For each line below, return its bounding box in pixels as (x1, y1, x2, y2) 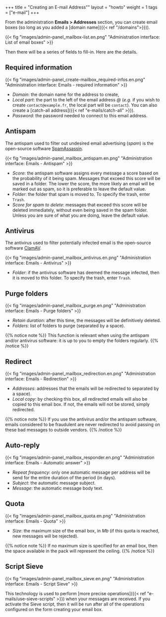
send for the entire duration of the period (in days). (12, 474, 116, 480)
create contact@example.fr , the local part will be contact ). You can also (12, 102, 158, 108)
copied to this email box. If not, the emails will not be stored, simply (12, 401, 150, 407)
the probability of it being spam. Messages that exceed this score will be (12, 175, 161, 181)
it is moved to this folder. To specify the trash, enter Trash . (12, 275, 131, 281)
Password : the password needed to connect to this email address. (12, 112, 148, 118)
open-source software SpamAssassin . (5, 145, 83, 151)
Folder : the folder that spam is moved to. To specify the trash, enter (12, 191, 150, 197)
